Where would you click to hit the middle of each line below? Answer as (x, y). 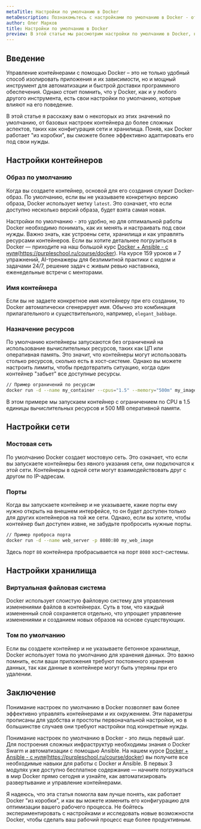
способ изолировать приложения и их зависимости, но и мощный (91, 79)
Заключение (31, 693)
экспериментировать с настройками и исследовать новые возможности (100, 813)
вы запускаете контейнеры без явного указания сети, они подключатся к (100, 463)
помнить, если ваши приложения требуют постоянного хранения (90, 661)
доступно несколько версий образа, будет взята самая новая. (86, 210)
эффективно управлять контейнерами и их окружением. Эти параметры (99, 713)
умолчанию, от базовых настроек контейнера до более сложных (90, 122)
